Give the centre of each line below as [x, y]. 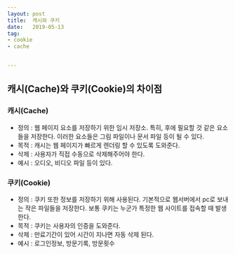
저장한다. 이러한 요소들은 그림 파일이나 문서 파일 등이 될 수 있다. [117, 136]
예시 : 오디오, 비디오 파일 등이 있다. [65, 163]
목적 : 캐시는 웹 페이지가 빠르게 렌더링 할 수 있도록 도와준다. [99, 145]
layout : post [26, 14]
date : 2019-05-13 [36, 27]
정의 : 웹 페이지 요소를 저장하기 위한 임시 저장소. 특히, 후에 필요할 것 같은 [116, 127]
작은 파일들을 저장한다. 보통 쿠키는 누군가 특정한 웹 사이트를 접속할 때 [119, 208]
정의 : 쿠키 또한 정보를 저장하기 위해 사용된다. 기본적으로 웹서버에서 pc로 [116, 199]
